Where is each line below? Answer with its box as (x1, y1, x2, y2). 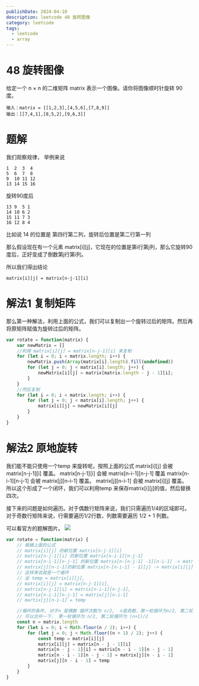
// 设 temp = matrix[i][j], (17, 575, 85, 581)
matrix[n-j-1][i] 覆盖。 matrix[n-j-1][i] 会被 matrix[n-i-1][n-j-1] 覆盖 (6, 470, 166, 477)
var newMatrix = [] (17, 342, 65, 348)
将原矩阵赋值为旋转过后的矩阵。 (6, 325, 84, 332)
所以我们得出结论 (6, 263, 48, 270)
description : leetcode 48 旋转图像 (6, 14, 91, 20)
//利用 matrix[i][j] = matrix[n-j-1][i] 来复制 (17, 348, 132, 354)
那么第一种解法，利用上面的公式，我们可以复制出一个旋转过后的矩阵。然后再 (6, 317, 193, 324)
